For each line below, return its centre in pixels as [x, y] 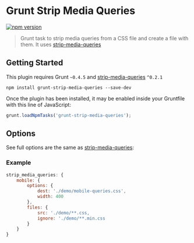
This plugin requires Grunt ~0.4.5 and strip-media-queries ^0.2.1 [84, 77]
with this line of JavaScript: [39, 105]
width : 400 [50, 197]
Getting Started [35, 63]
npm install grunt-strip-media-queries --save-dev [69, 88]
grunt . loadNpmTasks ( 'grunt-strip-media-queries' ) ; [69, 115]
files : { [38, 207]
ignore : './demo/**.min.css [71, 218]
